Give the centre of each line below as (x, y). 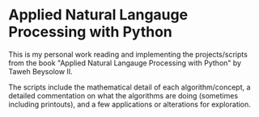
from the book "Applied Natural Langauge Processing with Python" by (125, 63)
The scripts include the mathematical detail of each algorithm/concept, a (129, 87)
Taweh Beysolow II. (40, 71)
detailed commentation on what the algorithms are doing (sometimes (123, 95)
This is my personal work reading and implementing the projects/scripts (128, 54)
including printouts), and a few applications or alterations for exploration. (129, 104)
